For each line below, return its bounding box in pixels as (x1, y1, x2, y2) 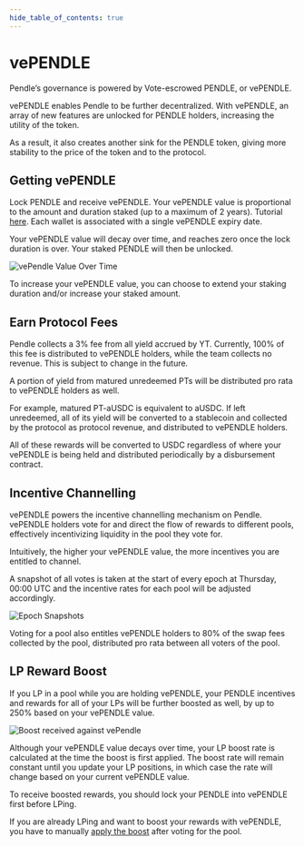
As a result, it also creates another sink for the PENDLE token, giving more (9, 137, 287, 148)
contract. (9, 459, 44, 470)
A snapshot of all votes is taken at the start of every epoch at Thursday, (9, 574, 277, 584)
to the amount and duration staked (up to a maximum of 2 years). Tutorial (9, 206, 283, 218)
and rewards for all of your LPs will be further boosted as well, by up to (9, 697, 275, 708)
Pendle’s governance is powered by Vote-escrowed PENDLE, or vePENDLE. (9, 83, 292, 93)
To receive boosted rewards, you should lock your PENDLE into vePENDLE (9, 789, 288, 800)
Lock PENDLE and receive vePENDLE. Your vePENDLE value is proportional (9, 197, 292, 208)
